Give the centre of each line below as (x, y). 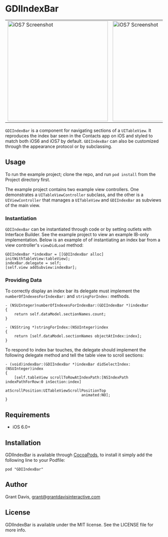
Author (16, 485)
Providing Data (23, 280)
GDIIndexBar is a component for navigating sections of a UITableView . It (78, 130)
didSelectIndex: (114, 365)
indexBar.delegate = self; (33, 263)
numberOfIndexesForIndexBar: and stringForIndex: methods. (67, 296)
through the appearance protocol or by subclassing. (59, 146)
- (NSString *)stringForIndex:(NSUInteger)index (57, 327)
